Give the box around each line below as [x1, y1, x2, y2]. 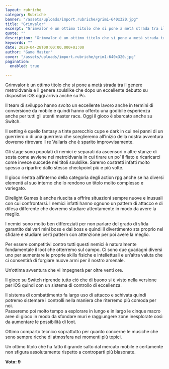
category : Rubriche [5, 12, 46, 17]
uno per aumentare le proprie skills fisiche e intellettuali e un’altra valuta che [5, 252, 163, 258]
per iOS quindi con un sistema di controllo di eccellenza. [5, 282, 122, 288]
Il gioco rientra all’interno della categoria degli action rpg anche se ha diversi [5, 174, 164, 180]
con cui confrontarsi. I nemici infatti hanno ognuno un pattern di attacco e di [5, 200, 163, 207]
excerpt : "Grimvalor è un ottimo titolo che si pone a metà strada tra [5, 26, 158, 31]
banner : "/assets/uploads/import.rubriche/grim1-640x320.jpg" [5, 17, 138, 22]
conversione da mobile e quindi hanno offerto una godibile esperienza [5, 108, 151, 114]
